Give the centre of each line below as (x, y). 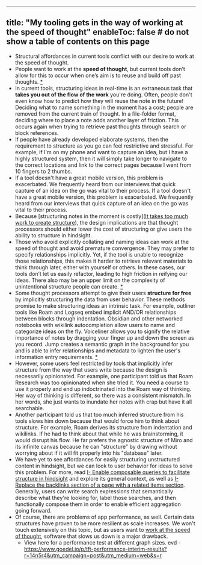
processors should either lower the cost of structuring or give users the (103, 229)
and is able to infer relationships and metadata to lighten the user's (98, 351)
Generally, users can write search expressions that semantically (94, 491)
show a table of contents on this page (78, 42)
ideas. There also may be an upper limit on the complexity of (90, 280)
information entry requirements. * (56, 357)
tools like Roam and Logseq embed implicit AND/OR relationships (96, 312)
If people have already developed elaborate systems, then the (91, 139)
